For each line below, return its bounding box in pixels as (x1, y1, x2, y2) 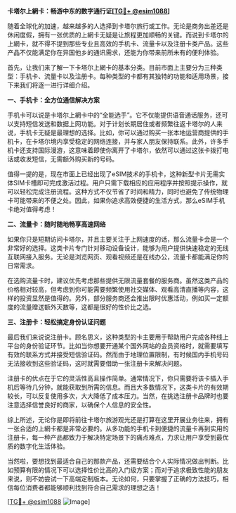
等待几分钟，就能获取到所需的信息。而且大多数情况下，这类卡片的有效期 (19, 383, 229, 391)
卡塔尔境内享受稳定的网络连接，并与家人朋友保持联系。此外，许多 (31, 137, 223, 145)
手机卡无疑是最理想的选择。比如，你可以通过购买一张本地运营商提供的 (19, 128, 223, 137)
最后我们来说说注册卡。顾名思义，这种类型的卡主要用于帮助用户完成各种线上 (7, 333, 229, 341)
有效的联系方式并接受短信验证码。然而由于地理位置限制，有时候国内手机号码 (7, 350, 229, 359)
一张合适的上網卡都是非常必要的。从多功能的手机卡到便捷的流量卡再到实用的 (7, 424, 229, 433)
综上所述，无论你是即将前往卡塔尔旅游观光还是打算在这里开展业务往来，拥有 (7, 416, 229, 424)
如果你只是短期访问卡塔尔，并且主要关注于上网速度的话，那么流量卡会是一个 (7, 235, 229, 243)
